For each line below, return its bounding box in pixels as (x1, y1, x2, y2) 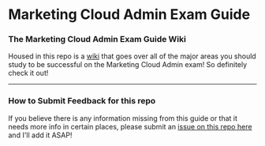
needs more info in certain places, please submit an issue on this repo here (8, 122, 252, 131)
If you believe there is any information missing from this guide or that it (8, 113, 238, 123)
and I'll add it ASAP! (8, 130, 73, 140)
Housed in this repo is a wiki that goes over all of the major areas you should (8, 51, 256, 61)
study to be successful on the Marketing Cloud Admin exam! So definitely (8, 60, 248, 69)
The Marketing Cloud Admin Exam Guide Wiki (8, 34, 187, 45)
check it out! (8, 69, 49, 78)
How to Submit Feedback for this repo (8, 95, 156, 107)
